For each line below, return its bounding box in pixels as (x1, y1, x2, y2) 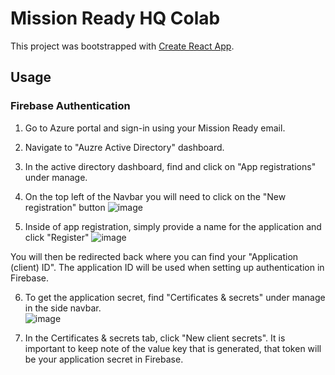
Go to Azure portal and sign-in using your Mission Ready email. (24, 122, 286, 134)
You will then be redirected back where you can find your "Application (10, 250, 299, 262)
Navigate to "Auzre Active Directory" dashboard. (24, 141, 225, 153)
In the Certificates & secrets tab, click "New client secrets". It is (24, 332, 286, 344)
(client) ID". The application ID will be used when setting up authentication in (10, 261, 325, 273)
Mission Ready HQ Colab (10, 7, 221, 30)
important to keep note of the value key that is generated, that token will (24, 342, 322, 354)
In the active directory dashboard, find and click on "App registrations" (24, 160, 317, 172)
